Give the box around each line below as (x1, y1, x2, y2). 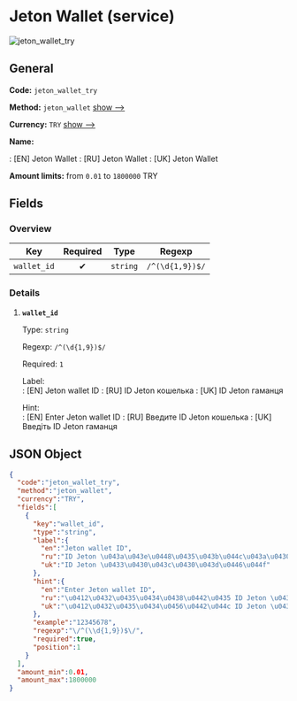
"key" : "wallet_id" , (32, 520, 104, 528)
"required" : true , (32, 635, 97, 643)
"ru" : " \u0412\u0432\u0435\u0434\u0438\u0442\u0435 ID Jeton (41, 593, 267, 603)
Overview (9, 223, 52, 235)
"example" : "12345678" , (32, 618, 117, 628)
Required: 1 (21, 358, 64, 369)
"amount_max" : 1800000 (17, 675, 97, 685)
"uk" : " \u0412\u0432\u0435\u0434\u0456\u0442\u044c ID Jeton (41, 602, 267, 611)
